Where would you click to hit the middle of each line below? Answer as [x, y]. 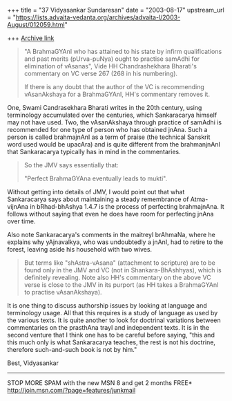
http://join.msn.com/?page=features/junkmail [71, 390]
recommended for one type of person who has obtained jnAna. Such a [107, 130]
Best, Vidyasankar [33, 363]
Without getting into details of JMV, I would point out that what [96, 192]
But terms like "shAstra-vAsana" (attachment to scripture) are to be [120, 263]
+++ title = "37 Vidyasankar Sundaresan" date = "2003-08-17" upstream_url [116, 10]
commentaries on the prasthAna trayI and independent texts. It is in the [108, 327]
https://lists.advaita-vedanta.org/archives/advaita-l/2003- [98, 17]
